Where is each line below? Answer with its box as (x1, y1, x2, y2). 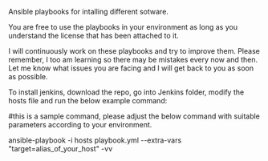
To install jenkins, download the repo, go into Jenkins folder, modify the (8, 87, 245, 97)
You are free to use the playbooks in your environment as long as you (8, 22, 238, 31)
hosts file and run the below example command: (8, 96, 168, 105)
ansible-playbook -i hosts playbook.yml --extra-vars (8, 135, 182, 145)
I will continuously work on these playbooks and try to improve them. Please (8, 46, 261, 55)
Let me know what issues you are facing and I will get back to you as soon (8, 63, 254, 73)
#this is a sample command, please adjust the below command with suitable (8, 111, 261, 121)
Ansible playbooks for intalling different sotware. (8, 7, 169, 16)
